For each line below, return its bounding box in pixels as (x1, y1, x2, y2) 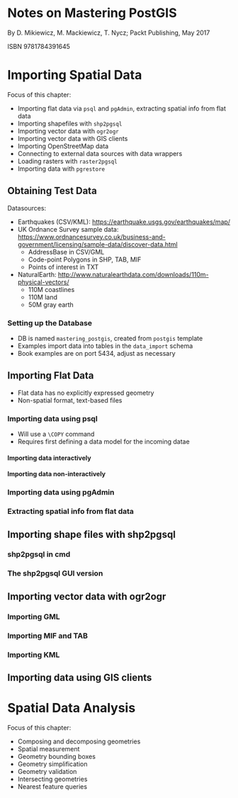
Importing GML (7, 612, 60, 622)
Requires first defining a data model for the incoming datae (17, 437, 190, 446)
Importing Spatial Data (7, 67, 142, 83)
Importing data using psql (7, 413, 98, 423)
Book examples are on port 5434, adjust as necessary (17, 349, 176, 357)
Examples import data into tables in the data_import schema (17, 342, 193, 350)
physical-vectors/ (17, 278, 69, 286)
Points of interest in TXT (28, 262, 99, 271)
